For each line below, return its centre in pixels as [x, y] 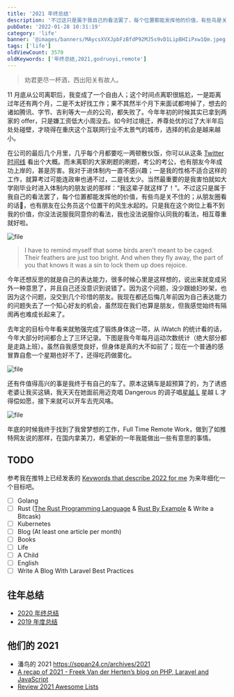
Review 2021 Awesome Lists [58, 687]
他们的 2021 [33, 646]
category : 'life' [32, 33]
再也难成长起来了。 [40, 314]
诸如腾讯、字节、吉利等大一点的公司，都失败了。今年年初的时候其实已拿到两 [117, 112]
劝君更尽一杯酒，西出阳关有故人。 [73, 79]
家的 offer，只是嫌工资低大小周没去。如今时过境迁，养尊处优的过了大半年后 [116, 121]
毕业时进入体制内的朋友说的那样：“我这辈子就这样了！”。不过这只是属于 [123, 187]
